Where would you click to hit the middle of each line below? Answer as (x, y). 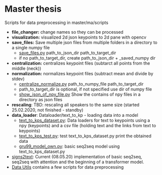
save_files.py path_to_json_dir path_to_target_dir (68, 53)
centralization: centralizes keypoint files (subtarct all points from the (81, 63)
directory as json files (40, 99)
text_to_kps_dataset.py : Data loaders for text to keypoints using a (84, 120)
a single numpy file (30, 47)
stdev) (18, 79)
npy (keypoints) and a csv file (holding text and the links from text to (88, 125)
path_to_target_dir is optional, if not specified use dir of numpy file (85, 89)
